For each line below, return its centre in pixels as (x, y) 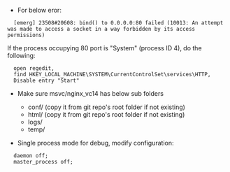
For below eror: (39, 10)
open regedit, (34, 69)
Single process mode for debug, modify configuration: (95, 143)
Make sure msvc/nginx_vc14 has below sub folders (91, 93)
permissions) (26, 35)
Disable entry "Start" (46, 80)
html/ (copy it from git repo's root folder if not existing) (106, 114)
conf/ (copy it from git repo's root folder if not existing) (106, 107)
